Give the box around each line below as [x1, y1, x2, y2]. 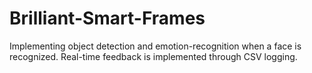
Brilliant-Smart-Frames [9, 7, 206, 30]
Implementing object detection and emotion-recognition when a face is [9, 40, 302, 52]
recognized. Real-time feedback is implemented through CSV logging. [9, 50, 298, 62]
